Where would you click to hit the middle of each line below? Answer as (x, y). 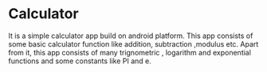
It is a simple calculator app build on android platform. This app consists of (131, 36)
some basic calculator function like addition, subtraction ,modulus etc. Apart (133, 44)
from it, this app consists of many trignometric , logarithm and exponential (130, 52)
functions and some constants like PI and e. (80, 61)
